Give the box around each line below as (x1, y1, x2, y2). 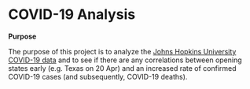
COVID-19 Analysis (8, 6, 136, 24)
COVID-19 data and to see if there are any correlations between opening (8, 55, 242, 65)
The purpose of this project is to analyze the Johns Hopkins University (8, 46, 237, 56)
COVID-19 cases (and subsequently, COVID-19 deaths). (8, 72, 188, 81)
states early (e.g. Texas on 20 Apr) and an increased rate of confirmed (8, 63, 237, 72)
